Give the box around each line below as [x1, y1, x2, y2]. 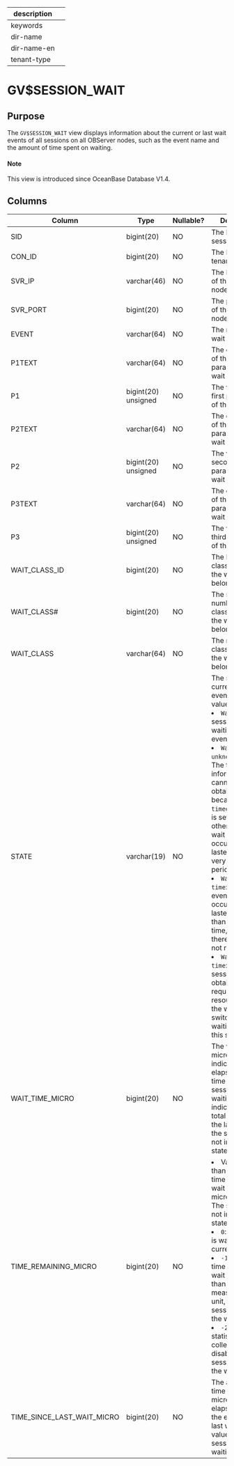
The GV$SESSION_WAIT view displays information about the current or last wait [7, 129, 226, 137]
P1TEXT [10, 358, 38, 368]
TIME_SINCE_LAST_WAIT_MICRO [10, 1412, 120, 1422]
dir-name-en [10, 43, 56, 53]
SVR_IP [10, 276, 35, 286]
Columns [7, 195, 47, 207]
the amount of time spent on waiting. [7, 143, 113, 152]
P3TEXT [10, 499, 38, 509]
